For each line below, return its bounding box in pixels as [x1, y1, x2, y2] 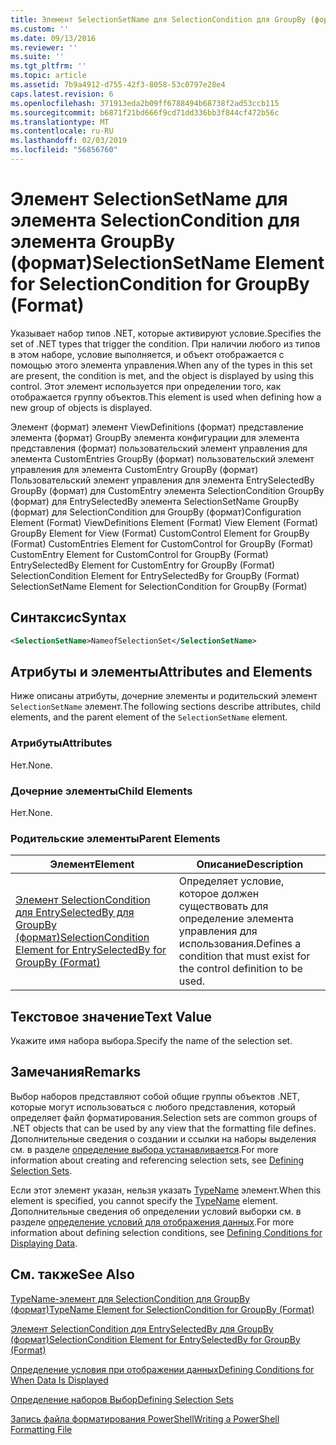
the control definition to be [178, 962, 303, 976]
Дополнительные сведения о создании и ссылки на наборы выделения [10, 1132, 317, 1145]
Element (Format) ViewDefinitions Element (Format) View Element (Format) [10, 516, 319, 528]
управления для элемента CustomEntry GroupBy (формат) [10, 463, 259, 475]
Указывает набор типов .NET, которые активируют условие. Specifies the [10, 327, 322, 339]
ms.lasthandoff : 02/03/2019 [10, 136, 128, 146]
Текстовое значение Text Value [10, 1008, 212, 1025]
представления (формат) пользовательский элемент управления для [10, 442, 308, 454]
